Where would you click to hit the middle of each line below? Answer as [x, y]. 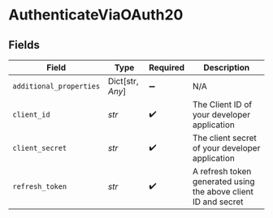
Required [167, 68]
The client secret [225, 138]
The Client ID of [222, 105]
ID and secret [218, 202]
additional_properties [56, 86]
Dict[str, [123, 81]
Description [226, 68]
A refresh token [222, 171]
